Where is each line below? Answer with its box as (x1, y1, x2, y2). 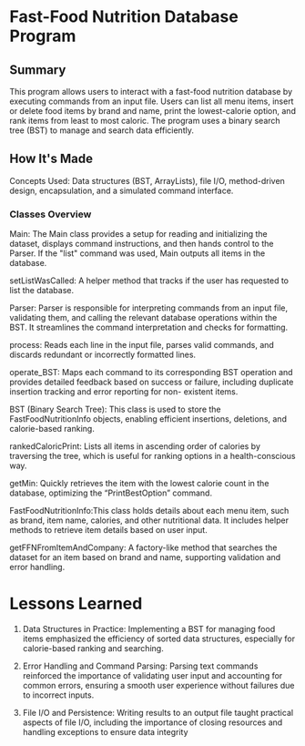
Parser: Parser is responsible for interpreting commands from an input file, (9, 302, 289, 313)
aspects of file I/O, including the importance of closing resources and (22, 717, 283, 728)
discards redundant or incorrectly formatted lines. (9, 349, 197, 361)
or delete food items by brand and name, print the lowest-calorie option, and (9, 106, 296, 116)
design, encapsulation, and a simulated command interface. (9, 185, 234, 196)
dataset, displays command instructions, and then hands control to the (9, 239, 274, 250)
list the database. (9, 285, 75, 296)
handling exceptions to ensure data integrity (22, 727, 188, 738)
